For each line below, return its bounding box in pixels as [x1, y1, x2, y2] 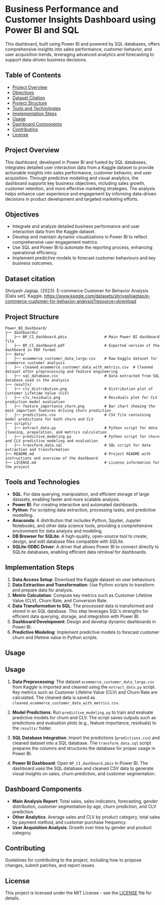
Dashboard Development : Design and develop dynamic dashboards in [12, 618, 156, 625]
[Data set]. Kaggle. [5, 293, 43, 299]
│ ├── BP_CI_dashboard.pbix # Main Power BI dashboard [5, 334, 160, 339]
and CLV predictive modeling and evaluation [5, 438, 98, 443]
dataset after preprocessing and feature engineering [5, 369, 118, 374]
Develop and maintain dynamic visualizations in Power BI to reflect [12, 234, 148, 240]
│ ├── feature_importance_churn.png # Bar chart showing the [5, 404, 155, 409]
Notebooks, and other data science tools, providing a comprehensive [12, 523, 153, 529]
